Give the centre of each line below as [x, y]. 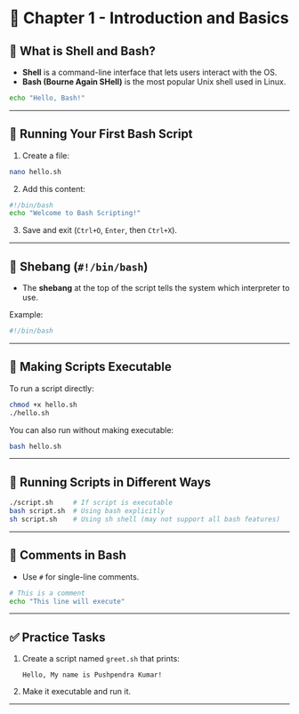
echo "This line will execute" [67, 601]
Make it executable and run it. [77, 692]
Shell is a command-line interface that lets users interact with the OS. [149, 72]
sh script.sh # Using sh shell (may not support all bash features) [145, 519]
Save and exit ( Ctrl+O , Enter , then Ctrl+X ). [100, 230]
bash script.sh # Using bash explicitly [87, 511]
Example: [26, 315]
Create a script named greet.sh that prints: [101, 659]
